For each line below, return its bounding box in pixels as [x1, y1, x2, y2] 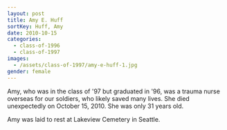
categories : [7, 36, 42, 43]
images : [7, 55, 30, 62]
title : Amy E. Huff [7, 17, 64, 24]
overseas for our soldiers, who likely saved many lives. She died [7, 94, 190, 102]
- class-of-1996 [13, 42, 60, 49]
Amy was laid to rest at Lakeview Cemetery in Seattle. [7, 115, 161, 123]
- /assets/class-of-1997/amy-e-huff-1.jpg [13, 62, 138, 68]
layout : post [7, 10, 45, 17]
